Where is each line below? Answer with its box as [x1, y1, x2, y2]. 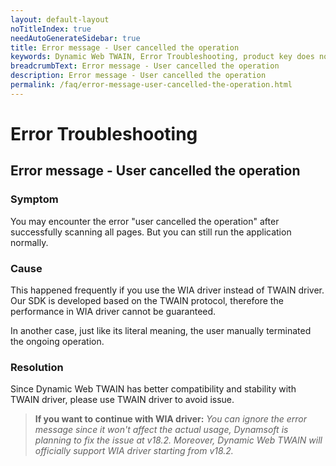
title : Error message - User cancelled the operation [10, 42, 240, 53]
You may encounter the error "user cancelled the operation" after [10, 215, 280, 227]
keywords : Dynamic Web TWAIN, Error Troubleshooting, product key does [10, 52, 315, 62]
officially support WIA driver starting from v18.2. [34, 445, 234, 457]
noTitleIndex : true [10, 24, 92, 34]
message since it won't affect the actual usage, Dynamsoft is [34, 424, 289, 436]
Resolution [10, 360, 64, 374]
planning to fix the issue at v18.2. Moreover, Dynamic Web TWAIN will [34, 434, 323, 446]
